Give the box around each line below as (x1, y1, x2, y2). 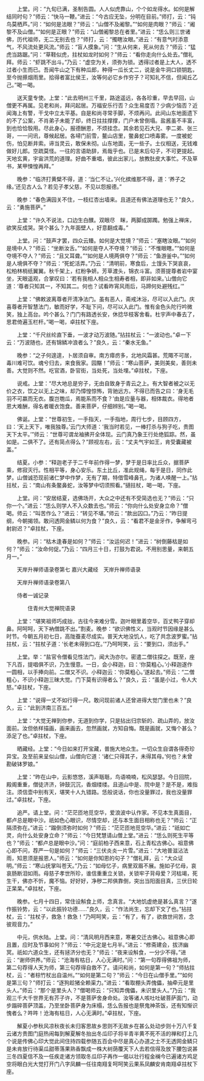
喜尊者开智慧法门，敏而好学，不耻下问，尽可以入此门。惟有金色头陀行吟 (6, 303, 187, 310)
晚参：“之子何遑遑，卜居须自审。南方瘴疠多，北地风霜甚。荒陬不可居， (16, 352, 195, 359)
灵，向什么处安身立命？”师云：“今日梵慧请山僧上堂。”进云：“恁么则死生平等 (6, 832, 194, 839)
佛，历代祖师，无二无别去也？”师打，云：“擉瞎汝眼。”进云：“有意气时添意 (6, 36, 189, 43)
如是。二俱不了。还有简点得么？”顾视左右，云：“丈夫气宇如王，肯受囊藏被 (6, 438, 192, 445)
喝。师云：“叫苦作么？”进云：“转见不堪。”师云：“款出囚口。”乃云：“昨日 (6, 510, 183, 516)
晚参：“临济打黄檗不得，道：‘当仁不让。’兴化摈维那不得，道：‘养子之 (16, 176, 186, 182)
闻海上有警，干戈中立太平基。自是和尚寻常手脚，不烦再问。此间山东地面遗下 (6, 109, 198, 117)
